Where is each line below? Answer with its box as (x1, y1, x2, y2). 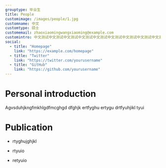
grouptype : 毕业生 (5, 7, 41, 12)
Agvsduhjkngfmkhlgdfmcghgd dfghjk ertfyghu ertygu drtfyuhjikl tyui (5, 104, 144, 110)
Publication (5, 122, 53, 133)
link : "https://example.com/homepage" (14, 48, 94, 53)
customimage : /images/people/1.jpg (5, 16, 79, 21)
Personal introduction (5, 88, 96, 99)
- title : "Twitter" (9, 53, 50, 58)
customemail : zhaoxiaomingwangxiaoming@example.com (5, 30, 114, 35)
